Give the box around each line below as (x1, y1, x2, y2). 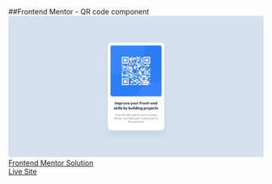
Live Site (8, 166, 37, 176)
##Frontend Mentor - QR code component (8, 7, 150, 16)
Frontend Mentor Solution (8, 157, 94, 168)
